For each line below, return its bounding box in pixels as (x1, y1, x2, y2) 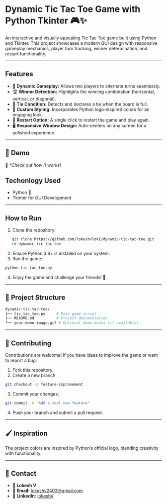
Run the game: (12, 255, 43, 262)
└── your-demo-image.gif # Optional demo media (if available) (5, 320, 139, 325)
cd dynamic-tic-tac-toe (11, 241, 61, 247)
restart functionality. (5, 51, 47, 57)
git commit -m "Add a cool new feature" (5, 401, 90, 405)
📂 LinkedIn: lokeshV (12, 493, 54, 499)
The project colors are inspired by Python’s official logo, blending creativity (5, 445, 159, 451)
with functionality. (5, 450, 42, 456)
